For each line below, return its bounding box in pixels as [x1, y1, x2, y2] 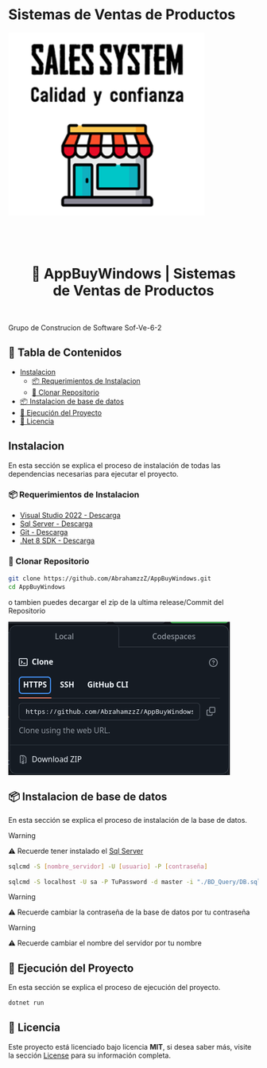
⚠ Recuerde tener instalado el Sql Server [8, 846, 144, 856]
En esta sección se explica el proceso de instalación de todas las [8, 460, 221, 470]
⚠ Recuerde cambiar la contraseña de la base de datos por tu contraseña [8, 907, 250, 917]
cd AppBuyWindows [8, 583, 66, 591]
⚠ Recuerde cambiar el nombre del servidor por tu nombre [8, 938, 203, 948]
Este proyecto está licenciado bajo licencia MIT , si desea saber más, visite [8, 1042, 252, 1051]
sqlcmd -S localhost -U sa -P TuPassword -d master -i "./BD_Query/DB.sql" [8, 878, 265, 886]
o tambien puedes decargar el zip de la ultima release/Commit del [8, 597, 224, 606]
